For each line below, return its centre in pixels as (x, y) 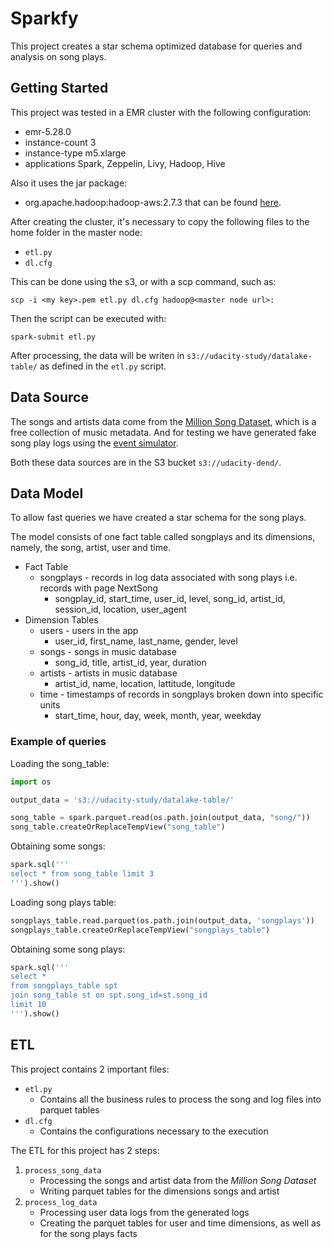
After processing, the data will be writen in (97, 355)
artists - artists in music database (108, 673)
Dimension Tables (61, 620)
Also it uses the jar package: (69, 183)
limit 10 (28, 1005)
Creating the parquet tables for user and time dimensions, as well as (180, 1223)
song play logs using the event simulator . (94, 443)
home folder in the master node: (76, 232)
